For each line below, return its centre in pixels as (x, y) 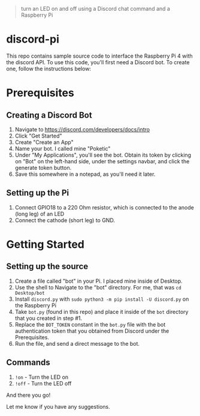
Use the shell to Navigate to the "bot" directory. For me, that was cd (98, 287)
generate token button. (43, 167)
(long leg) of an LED (40, 214)
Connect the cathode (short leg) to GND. (65, 220)
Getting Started (46, 244)
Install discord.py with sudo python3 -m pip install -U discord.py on (102, 299)
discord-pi (33, 39)
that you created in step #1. (49, 318)
